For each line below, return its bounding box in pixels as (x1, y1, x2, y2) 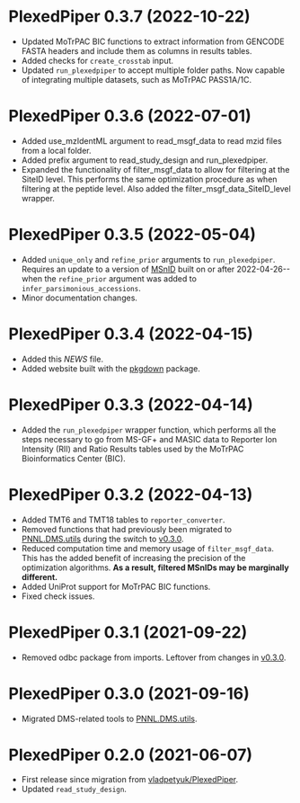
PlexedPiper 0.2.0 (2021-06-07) (8, 745, 253, 765)
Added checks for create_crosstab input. (21, 55, 174, 66)
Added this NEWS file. (21, 353, 104, 364)
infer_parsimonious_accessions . (21, 282, 141, 293)
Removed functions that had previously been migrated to (21, 523, 233, 534)
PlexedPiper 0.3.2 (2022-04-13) (8, 484, 253, 504)
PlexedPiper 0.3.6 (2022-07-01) (8, 106, 252, 127)
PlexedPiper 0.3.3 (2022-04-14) (8, 394, 253, 415)
